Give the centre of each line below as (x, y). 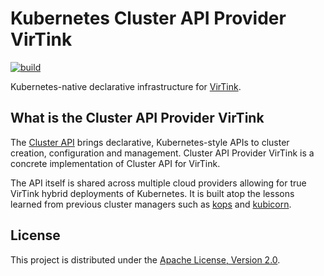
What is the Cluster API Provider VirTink (137, 118)
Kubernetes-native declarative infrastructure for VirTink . (126, 86)
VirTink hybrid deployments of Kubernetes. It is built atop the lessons (152, 193)
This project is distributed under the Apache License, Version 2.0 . (145, 259)
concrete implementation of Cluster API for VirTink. (115, 163)
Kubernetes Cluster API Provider (148, 18)
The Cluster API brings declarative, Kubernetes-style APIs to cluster (150, 142)
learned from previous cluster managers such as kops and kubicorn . (151, 204)
